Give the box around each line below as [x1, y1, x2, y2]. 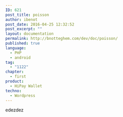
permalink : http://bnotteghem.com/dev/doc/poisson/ [5, 36, 118, 41]
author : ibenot [5, 17, 38, 22]
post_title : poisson [5, 12, 50, 17]
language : [5, 45, 27, 51]
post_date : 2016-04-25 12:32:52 [5, 21, 74, 27]
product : [5, 79, 24, 84]
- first [10, 74, 27, 79]
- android [10, 55, 31, 60]
